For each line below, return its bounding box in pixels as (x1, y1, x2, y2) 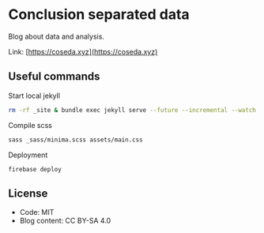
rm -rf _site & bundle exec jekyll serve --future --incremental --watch (8, 106, 257, 114)
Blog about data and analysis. (8, 32, 105, 41)
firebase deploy (8, 165, 62, 173)
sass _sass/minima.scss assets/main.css (8, 136, 144, 144)
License (8, 186, 48, 200)
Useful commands (8, 70, 100, 84)
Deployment (8, 150, 48, 160)
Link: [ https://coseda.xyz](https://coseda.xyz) (8, 47, 158, 56)
